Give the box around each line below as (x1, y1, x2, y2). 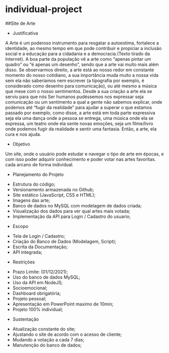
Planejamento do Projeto (12, 171, 64, 178)
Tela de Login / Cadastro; (12, 233, 66, 239)
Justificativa (12, 30, 38, 36)
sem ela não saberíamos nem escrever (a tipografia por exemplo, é (5, 77, 145, 83)
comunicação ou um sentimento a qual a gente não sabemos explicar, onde (5, 99, 162, 105)
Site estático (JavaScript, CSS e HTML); (12, 192, 96, 198)
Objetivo (12, 141, 30, 147)
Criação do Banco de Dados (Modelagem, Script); (12, 238, 117, 244)
